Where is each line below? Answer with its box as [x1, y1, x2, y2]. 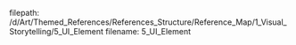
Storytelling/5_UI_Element [9, 26, 104, 36]
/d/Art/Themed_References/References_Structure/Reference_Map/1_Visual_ [9, 17, 287, 27]
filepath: [9, 8, 40, 18]
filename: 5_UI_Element [105, 26, 192, 36]
